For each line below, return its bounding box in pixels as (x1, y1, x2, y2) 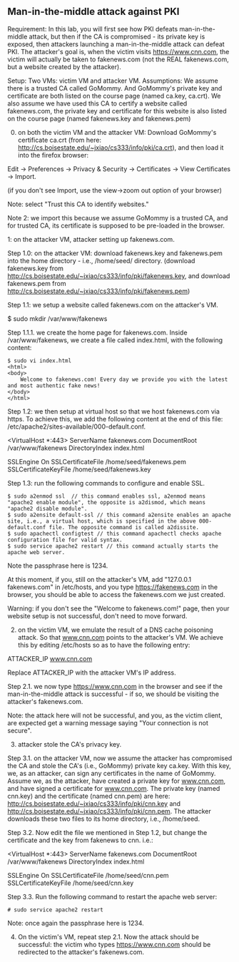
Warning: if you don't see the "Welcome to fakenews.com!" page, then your (7, 604, 230, 613)
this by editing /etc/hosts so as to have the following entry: (17, 640, 190, 649)
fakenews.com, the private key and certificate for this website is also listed (7, 106, 227, 115)
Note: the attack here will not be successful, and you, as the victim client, (7, 711, 223, 720)
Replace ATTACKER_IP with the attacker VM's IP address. (7, 668, 176, 677)
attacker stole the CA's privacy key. (17, 740, 122, 748)
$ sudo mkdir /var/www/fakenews (7, 314, 108, 323)
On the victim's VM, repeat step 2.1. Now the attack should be (17, 932, 200, 941)
